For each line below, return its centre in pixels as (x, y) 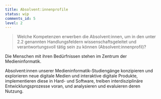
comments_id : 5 (20, 18)
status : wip (17, 14)
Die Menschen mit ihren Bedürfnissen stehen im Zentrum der (66, 57)
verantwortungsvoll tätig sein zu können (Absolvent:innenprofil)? (81, 47)
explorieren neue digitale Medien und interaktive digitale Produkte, (72, 76)
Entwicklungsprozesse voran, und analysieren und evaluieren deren (73, 86)
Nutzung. (14, 91)
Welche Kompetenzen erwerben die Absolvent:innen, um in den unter (86, 37)
